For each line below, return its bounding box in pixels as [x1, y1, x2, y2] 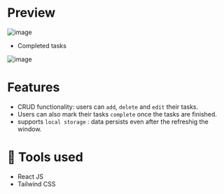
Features [7, 80, 60, 96]
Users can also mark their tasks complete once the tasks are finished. [17, 110, 217, 118]
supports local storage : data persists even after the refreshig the [17, 117, 209, 126]
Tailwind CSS [17, 179, 56, 188]
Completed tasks [17, 41, 66, 50]
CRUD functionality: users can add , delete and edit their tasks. [17, 103, 199, 111]
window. [17, 124, 42, 133]
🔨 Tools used [7, 149, 84, 165]
